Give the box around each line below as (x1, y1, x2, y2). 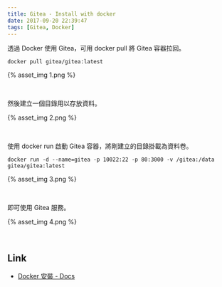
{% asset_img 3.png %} (7, 175, 77, 184)
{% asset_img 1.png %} (7, 71, 76, 79)
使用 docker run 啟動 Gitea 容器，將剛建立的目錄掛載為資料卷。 (7, 142, 193, 150)
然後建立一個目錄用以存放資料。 (7, 99, 101, 108)
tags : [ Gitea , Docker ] (7, 24, 75, 31)
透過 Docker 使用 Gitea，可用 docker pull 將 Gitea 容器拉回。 (7, 44, 186, 53)
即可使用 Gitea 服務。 (7, 204, 70, 212)
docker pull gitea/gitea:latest (7, 58, 103, 66)
